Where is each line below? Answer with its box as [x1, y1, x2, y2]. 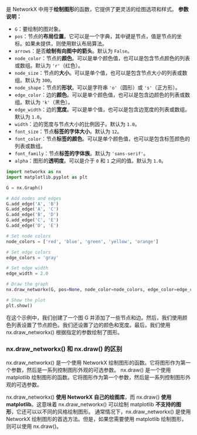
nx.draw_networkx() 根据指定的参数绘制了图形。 [6, 328, 123, 335]
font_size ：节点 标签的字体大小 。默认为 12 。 [14, 128, 123, 135]
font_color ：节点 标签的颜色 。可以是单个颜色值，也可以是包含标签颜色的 [14, 135, 191, 142]
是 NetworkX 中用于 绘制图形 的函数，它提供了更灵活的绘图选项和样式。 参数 [6, 6, 189, 12]
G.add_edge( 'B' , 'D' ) [6, 212, 59, 218]
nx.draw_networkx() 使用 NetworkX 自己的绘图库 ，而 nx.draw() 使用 [6, 393, 172, 400]
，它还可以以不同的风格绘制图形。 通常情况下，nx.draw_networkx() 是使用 [11, 408, 191, 415]
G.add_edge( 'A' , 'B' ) [6, 201, 59, 207]
